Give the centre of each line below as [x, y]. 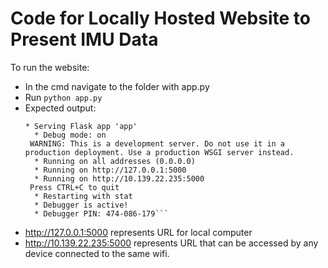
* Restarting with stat [83, 196]
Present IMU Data [84, 39]
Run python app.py [63, 97]
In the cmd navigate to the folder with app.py [117, 86]
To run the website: [50, 67]
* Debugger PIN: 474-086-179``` [101, 213]
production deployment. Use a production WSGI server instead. [159, 152]
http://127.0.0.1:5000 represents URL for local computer [138, 232]
